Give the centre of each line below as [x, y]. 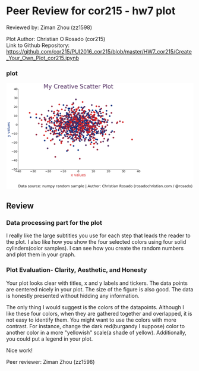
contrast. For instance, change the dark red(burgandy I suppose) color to [96, 326]
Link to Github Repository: [38, 45]
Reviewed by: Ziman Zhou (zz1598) [49, 27]
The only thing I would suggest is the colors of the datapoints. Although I [95, 307]
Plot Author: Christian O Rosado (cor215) [56, 39]
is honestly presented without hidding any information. [73, 295]
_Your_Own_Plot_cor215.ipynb [42, 58]
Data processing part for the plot [54, 223]
